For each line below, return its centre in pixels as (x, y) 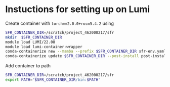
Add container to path (28, 66)
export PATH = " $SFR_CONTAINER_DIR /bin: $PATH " (53, 80)
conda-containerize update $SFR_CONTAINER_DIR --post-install (72, 56)
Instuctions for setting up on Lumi (78, 9)
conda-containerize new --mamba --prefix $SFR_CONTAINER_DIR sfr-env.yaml (86, 52)
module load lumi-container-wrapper (44, 47)
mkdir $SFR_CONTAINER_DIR (34, 37)
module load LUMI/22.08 (30, 42)
